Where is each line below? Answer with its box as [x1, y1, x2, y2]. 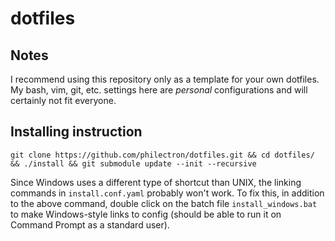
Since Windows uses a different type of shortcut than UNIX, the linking [10, 176, 302, 188]
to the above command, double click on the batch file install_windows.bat [10, 197, 318, 209]
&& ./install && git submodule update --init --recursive [10, 158, 257, 169]
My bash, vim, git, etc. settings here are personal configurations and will [10, 84, 308, 96]
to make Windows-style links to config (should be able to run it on [10, 208, 282, 220]
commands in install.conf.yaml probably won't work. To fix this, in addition [10, 187, 325, 199]
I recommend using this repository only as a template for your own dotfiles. [10, 73, 320, 85]
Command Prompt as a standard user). [10, 218, 170, 231]
